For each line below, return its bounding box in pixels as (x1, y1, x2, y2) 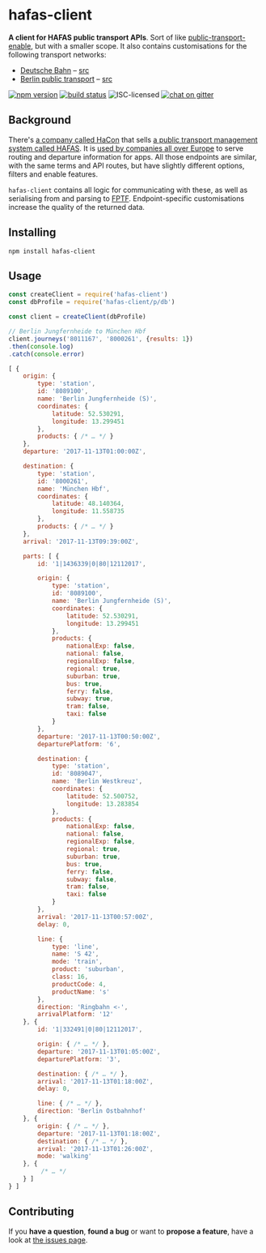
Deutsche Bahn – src (19, 65, 90, 75)
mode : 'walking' (37, 1153, 92, 1161)
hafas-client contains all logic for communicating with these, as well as (8, 185, 248, 195)
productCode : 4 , (51, 980, 107, 988)
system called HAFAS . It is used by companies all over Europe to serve (8, 143, 244, 153)
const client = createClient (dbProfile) (8, 313, 147, 321)
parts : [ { (23, 552, 60, 560)
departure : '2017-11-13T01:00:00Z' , (23, 447, 147, 455)
